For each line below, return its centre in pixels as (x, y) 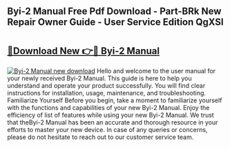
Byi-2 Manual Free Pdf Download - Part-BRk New (114, 11)
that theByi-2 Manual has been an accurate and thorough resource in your (113, 122)
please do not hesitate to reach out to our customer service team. (100, 137)
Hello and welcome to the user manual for (156, 71)
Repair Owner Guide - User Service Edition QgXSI (115, 22)
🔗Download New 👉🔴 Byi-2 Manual (84, 51)
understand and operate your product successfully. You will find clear (106, 85)
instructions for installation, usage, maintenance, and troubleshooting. (106, 93)
